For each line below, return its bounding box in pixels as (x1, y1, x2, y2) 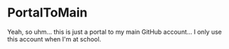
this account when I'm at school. (7, 35, 102, 43)
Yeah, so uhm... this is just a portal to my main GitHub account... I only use (7, 28, 223, 36)
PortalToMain (7, 5, 88, 21)
